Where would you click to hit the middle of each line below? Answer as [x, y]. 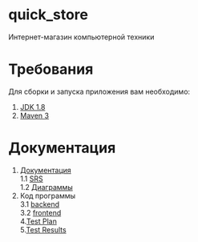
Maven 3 [34, 115]
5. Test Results [43, 229]
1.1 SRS [31, 179]
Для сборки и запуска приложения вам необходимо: [99, 91]
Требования [51, 69]
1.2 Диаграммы [46, 187]
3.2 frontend [40, 212]
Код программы [48, 196]
